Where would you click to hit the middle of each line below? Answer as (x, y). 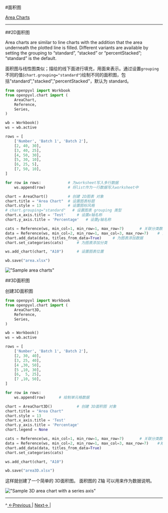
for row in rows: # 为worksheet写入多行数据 (62, 182)
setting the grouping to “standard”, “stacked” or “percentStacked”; (73, 53)
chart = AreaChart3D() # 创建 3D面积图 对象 (61, 406)
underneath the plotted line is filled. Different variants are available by (77, 47)
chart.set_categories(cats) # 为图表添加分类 (56, 242)
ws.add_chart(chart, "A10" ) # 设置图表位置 (54, 251)
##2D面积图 (17, 32)
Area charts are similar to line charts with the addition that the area (74, 42)
